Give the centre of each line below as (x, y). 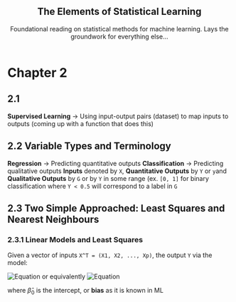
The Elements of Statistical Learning (119, 12)
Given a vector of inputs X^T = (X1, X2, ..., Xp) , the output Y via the (110, 255)
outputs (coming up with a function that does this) (81, 123)
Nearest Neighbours (53, 220)
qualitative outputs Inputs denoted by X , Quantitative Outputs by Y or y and (117, 171)
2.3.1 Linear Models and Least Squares (75, 239)
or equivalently (64, 276)
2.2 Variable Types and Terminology (90, 146)
